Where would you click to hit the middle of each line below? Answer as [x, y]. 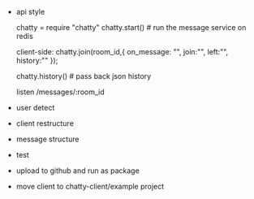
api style [30, 12]
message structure [47, 139]
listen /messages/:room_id [60, 92]
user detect [35, 108]
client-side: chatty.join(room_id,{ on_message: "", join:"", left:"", [122, 52]
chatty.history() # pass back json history [84, 76]
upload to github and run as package [77, 171]
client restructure [45, 123]
